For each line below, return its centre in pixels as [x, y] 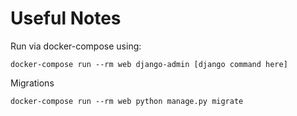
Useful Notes [66, 18]
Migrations [32, 83]
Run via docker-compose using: [76, 46]
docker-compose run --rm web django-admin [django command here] [149, 64]
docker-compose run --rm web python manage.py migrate [127, 101]
